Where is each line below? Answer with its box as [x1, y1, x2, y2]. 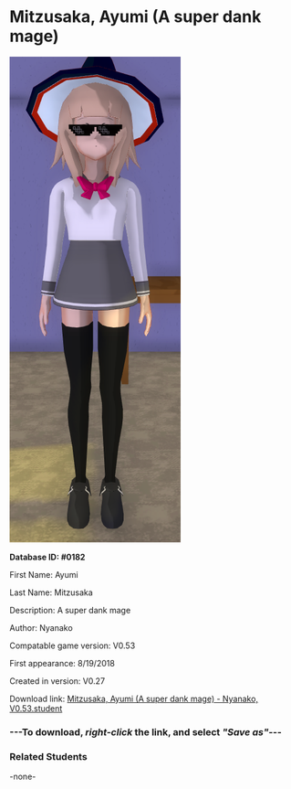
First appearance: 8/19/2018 [9, 657, 116, 668]
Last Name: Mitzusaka [9, 587, 93, 598]
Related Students [9, 750, 88, 762]
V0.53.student [9, 702, 63, 714]
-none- [9, 771, 36, 783]
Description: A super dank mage [9, 604, 131, 615]
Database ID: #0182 [9, 551, 86, 562]
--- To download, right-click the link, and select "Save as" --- [9, 725, 283, 738]
